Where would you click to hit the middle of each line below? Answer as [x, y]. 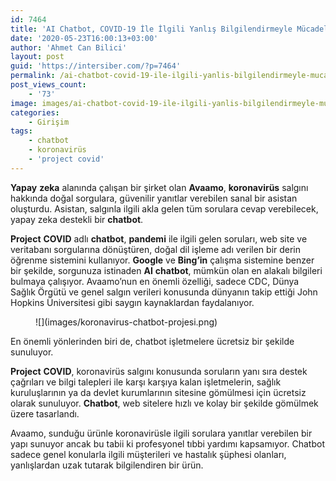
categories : [35, 112]
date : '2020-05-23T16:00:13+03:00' [84, 38]
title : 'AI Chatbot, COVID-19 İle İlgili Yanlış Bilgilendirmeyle [151, 29]
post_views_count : [48, 85]
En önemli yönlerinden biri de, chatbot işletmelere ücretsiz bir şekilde [152, 341]
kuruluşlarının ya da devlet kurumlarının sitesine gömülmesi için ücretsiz [158, 392]
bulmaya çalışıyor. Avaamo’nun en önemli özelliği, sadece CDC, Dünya [155, 281]
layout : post [37, 57]
